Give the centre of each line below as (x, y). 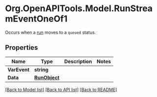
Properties (22, 48)
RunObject (47, 78)
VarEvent (19, 70)
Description (78, 61)
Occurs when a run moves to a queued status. (51, 32)
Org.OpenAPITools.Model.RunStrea (79, 9)
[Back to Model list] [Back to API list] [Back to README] (61, 89)
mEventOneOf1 (36, 19)
